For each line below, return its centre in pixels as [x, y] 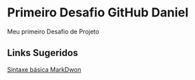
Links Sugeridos [43, 53]
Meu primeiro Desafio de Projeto [53, 31]
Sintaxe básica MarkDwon [44, 69]
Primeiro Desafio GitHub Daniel [98, 13]
